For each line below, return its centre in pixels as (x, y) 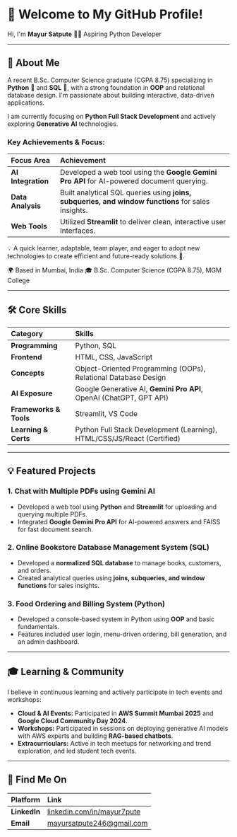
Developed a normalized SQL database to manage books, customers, (119, 562)
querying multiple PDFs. (53, 514)
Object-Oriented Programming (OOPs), (140, 369)
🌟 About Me (34, 63)
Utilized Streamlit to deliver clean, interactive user (143, 222)
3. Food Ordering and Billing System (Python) (86, 604)
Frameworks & (36, 409)
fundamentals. (38, 627)
